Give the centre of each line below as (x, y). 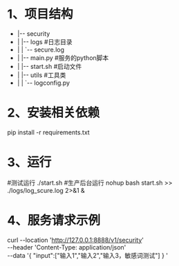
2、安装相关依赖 (54, 113)
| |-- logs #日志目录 (45, 41)
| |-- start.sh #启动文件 (49, 66)
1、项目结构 (40, 14)
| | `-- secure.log (40, 50)
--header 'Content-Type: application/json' (67, 247)
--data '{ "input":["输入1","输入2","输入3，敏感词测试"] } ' (87, 255)
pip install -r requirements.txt (48, 132)
